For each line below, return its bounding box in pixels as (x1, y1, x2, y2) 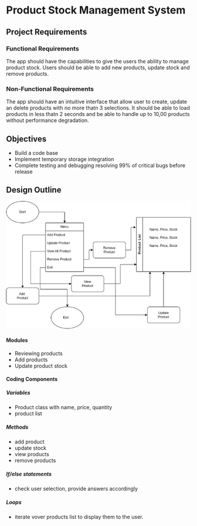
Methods (6, 423, 29, 430)
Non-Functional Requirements (6, 84, 94, 93)
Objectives (6, 134, 47, 144)
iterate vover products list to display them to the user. (14, 514, 144, 521)
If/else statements (6, 470, 52, 477)
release (14, 168, 33, 175)
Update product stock (14, 362, 68, 369)
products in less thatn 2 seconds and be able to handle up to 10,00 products (6, 111, 190, 118)
